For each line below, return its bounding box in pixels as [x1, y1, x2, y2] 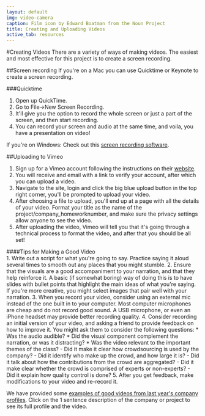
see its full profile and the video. [6, 403, 88, 410]
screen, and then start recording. [15, 117, 99, 124]
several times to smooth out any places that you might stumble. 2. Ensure [6, 261, 192, 269]
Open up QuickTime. [15, 97, 67, 104]
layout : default [6, 9, 48, 15]
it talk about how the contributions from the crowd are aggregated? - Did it [6, 359, 194, 366]
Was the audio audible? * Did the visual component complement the [6, 332, 179, 340]
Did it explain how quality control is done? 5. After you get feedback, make [6, 371, 194, 379]
